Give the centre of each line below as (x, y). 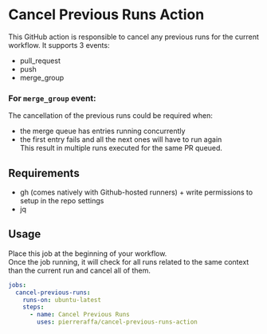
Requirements (44, 173)
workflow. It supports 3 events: (59, 45)
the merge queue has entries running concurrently (102, 131)
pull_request (40, 61)
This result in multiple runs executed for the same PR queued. (121, 148)
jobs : (17, 285)
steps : (33, 307)
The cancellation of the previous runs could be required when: (111, 116)
